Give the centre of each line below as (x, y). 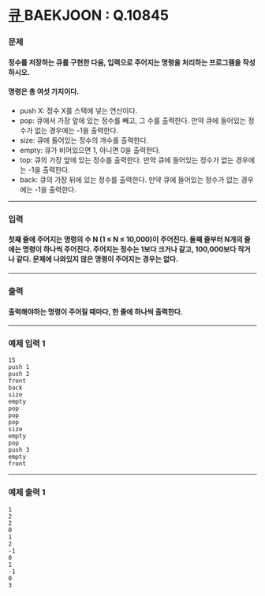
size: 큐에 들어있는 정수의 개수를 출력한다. (84, 140)
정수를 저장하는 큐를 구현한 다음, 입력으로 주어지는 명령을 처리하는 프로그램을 (125, 62)
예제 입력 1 (27, 344)
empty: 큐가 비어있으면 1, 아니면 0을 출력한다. (90, 150)
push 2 (19, 374)
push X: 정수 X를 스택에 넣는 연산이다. (78, 110)
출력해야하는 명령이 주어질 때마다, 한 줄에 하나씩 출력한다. (96, 311)
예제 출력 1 (27, 493)
